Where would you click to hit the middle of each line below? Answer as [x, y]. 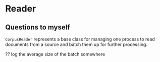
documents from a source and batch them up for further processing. [76, 44]
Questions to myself [38, 27]
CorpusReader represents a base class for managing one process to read [80, 39]
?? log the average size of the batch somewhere [55, 54]
